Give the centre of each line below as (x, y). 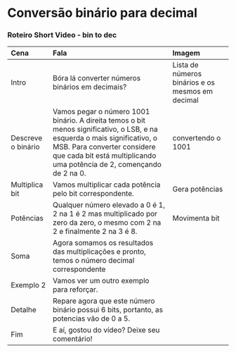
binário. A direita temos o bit (99, 120)
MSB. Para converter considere (104, 147)
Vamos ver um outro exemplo (101, 281)
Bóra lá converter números (97, 78)
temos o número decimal (93, 261)
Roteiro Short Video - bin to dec (62, 35)
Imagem (186, 53)
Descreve (27, 138)
